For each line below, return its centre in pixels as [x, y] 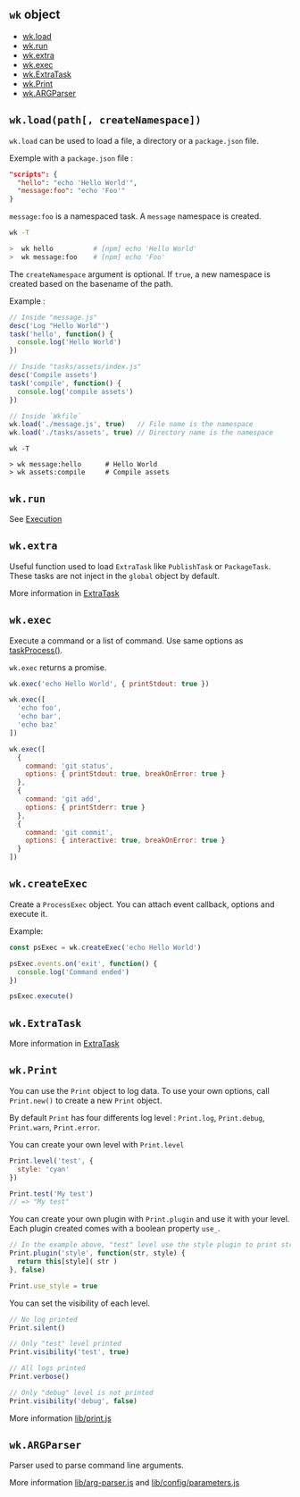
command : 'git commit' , [70, 832]
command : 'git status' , [70, 766]
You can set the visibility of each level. [80, 1303]
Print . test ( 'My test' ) [51, 1194]
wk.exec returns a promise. [58, 667]
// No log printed [43, 1319]
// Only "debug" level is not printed [81, 1392]
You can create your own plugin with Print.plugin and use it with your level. [150, 1219]
